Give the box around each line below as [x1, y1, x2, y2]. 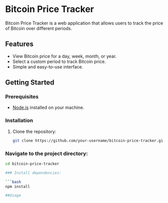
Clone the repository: [12, 128, 57, 134]
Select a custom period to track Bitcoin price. [12, 58, 106, 64]
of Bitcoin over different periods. [5, 25, 73, 31]
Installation [5, 117, 34, 124]
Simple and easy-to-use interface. [12, 63, 84, 69]
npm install [5, 184, 30, 189]
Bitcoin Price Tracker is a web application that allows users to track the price [5, 20, 163, 26]
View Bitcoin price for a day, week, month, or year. [12, 53, 117, 59]
